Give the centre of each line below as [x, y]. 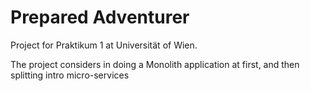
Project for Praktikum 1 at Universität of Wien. [104, 45]
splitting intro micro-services [70, 75]
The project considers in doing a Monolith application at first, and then [155, 64]
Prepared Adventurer [100, 17]
